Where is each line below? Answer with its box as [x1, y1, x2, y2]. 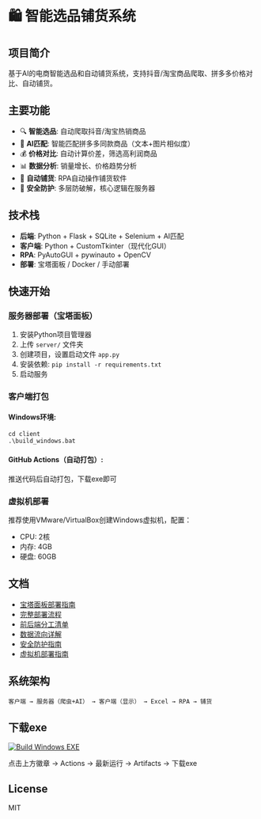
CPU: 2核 [19, 532, 50, 541]
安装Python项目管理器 [19, 330, 93, 339]
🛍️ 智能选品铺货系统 [8, 7, 136, 25]
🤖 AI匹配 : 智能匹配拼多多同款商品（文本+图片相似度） [19, 138, 195, 148]
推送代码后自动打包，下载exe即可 [8, 474, 117, 483]
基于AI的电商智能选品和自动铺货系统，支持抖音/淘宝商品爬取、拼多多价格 [8, 69, 247, 78]
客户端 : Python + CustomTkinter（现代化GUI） [19, 241, 172, 250]
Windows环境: [8, 412, 57, 422]
